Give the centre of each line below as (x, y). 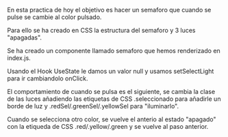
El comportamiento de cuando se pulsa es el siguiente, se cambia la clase (111, 92)
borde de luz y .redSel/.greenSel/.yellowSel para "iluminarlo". (93, 106)
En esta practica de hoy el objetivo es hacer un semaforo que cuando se (109, 10)
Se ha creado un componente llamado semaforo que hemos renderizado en (114, 51)
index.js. (19, 58)
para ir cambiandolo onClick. (48, 78)
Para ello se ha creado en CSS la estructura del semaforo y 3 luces (101, 30)
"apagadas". (25, 37)
